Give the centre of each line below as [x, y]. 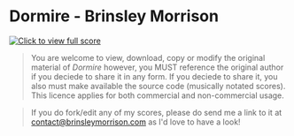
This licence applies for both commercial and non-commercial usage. [158, 95]
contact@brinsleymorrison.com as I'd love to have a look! [135, 122]
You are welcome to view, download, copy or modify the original [148, 57]
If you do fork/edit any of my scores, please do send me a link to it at [156, 112]
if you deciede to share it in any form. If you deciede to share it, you [154, 76]
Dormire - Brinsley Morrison [114, 16]
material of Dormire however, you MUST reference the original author [157, 67]
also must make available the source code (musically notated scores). [158, 86]
